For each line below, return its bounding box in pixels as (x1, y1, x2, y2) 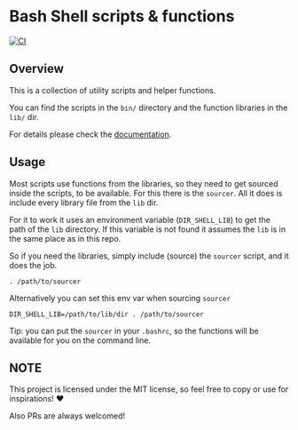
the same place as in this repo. (9, 233, 122, 243)
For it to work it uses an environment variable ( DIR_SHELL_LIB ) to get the (9, 214, 271, 225)
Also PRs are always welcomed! (9, 410, 126, 421)
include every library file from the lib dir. (9, 197, 159, 208)
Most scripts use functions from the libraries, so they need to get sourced (9, 178, 278, 188)
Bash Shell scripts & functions (9, 6, 235, 27)
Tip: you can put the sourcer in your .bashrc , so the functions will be (9, 325, 259, 336)
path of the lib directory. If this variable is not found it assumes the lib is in (9, 224, 286, 235)
